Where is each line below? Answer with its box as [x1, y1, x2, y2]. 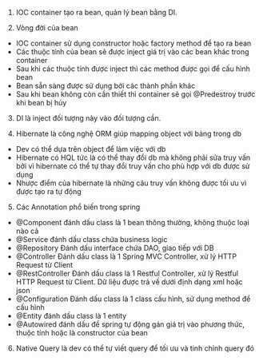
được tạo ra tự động [15, 187, 82, 196]
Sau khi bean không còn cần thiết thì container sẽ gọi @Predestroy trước [15, 89, 256, 99]
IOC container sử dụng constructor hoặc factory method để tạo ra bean [15, 38, 252, 48]
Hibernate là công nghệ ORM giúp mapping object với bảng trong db [15, 129, 242, 138]
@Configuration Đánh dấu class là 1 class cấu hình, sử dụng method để [15, 294, 251, 303]
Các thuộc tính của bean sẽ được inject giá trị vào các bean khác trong [15, 47, 249, 56]
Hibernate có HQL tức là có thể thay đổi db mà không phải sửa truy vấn [15, 153, 251, 162]
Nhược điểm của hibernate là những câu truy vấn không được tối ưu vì [15, 178, 247, 188]
